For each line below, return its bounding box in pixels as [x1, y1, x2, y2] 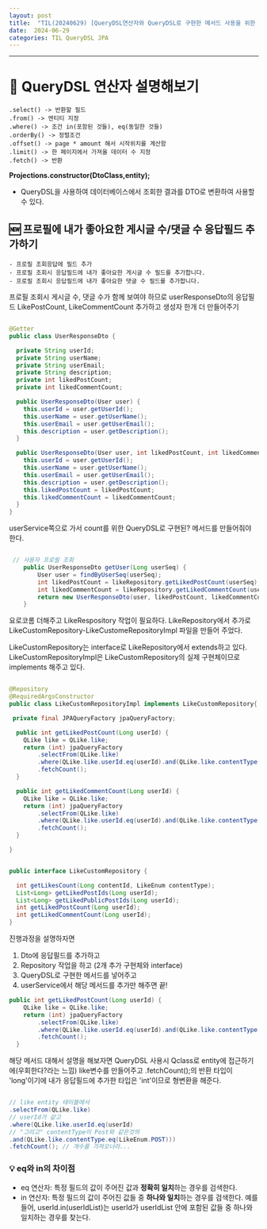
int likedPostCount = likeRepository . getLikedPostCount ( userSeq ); [37, 578, 261, 586]
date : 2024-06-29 [9, 26, 70, 34]
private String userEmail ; [16, 361, 105, 369]
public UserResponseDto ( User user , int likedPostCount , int [16, 449, 219, 457]
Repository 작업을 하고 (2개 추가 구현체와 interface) [20, 961, 183, 969]
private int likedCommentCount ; [16, 383, 124, 391]
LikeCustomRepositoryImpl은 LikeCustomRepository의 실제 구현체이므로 [9, 653, 241, 662]
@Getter [9, 325, 35, 333]
